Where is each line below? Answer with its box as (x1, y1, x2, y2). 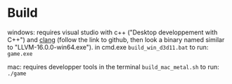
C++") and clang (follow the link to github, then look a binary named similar (7, 35, 225, 43)
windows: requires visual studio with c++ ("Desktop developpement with (7, 28, 218, 36)
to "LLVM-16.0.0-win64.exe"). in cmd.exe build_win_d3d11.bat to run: (7, 43, 209, 51)
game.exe (7, 50, 33, 57)
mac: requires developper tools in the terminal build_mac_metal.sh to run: (7, 62, 219, 71)
